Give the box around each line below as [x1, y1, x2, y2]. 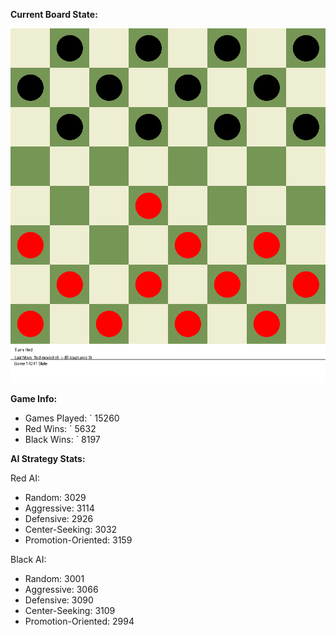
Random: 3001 [24, 573, 85, 584]
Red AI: [10, 472, 40, 484]
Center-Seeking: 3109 [24, 605, 116, 616]
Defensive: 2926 [24, 513, 94, 524]
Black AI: [10, 554, 47, 565]
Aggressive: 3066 [24, 584, 99, 595]
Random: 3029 [24, 492, 87, 503]
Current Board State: [10, 9, 98, 20]
